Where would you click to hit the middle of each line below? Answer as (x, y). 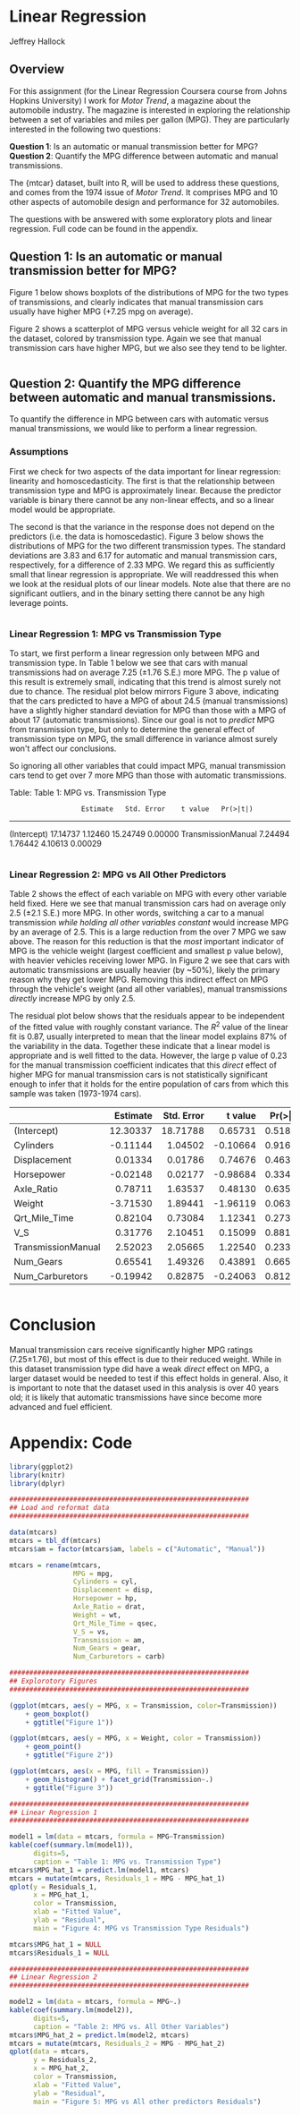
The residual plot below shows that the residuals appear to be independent (147, 1016)
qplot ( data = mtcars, (50, 2051)
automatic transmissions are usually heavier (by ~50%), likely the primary (145, 970)
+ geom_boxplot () (58, 1714)
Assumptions (39, 452)
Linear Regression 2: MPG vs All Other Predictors (118, 874)
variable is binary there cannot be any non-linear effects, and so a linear (142, 499)
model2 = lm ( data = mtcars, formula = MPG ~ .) (95, 2002)
